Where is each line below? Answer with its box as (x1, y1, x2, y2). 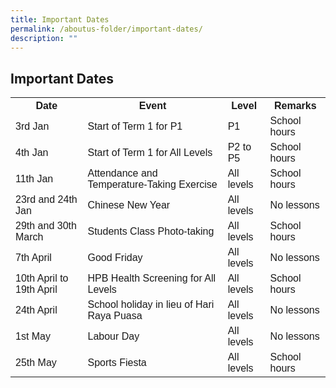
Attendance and (87, 167, 158, 180)
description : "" (10, 33, 78, 43)
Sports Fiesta (87, 357, 147, 369)
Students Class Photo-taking (87, 226, 215, 238)
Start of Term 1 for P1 (87, 121, 183, 133)
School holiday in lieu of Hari (87, 299, 215, 311)
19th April (15, 284, 58, 296)
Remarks (274, 100, 317, 112)
